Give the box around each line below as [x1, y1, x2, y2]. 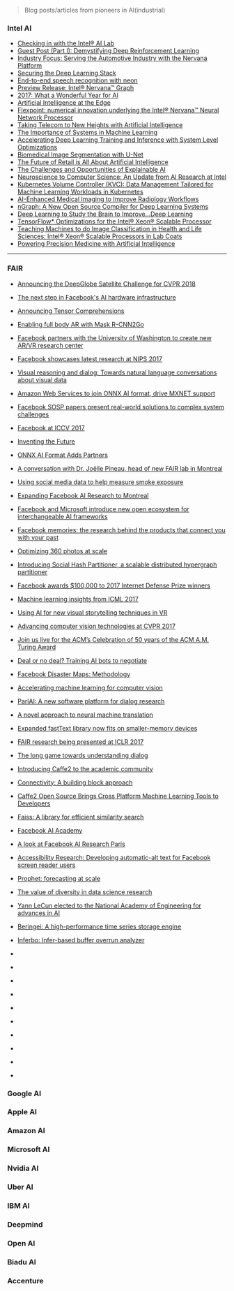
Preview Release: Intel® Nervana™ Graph [17, 84, 134, 92]
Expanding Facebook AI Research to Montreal [17, 491, 149, 499]
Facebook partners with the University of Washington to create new [17, 333, 212, 342]
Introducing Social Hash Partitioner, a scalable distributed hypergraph [17, 560, 217, 569]
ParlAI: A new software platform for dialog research [17, 696, 165, 705]
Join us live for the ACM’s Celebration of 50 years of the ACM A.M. [17, 635, 210, 643]
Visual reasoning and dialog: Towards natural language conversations [17, 368, 217, 377]
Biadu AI [7, 1257, 36, 1267]
